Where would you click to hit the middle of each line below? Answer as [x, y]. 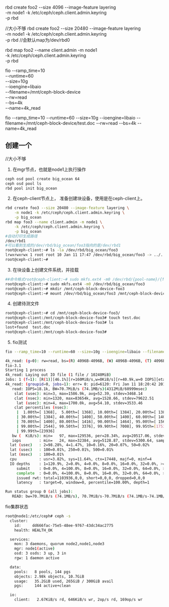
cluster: [19, 521]
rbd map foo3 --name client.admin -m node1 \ [54, 222]
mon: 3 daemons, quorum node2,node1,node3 [59, 544]
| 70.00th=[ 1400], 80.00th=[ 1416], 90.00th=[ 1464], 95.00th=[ [86, 422]
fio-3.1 [13, 365]
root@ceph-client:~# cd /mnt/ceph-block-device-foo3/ [63, 313]
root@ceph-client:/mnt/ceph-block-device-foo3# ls [59, 323]
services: [20, 539]
